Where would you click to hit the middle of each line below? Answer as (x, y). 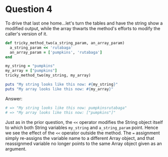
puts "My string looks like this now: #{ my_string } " (62, 85)
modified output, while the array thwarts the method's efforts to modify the (83, 28)
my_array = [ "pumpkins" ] (31, 71)
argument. (16, 148)
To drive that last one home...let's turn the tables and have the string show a (84, 23)
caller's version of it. (26, 34)
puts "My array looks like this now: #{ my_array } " (59, 89)
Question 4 (29, 9)
